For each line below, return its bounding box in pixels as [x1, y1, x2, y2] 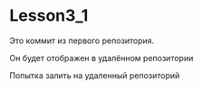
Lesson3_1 [9, 5, 89, 26]
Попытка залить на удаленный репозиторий [9, 69, 180, 81]
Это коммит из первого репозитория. [9, 35, 155, 46]
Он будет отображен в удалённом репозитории [9, 52, 194, 63]
